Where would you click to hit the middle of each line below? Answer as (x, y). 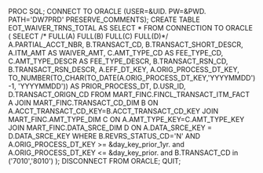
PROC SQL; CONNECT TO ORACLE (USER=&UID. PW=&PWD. (107, 11)
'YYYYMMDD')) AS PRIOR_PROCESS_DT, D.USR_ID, (102, 86)
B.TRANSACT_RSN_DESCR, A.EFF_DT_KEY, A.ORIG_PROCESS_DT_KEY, (124, 69)
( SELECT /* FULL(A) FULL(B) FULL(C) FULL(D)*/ (88, 36)
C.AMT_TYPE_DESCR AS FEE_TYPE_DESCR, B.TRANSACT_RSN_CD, (118, 61)
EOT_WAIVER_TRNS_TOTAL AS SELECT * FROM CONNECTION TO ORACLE (131, 28)
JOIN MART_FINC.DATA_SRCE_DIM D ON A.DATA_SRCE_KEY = (110, 128)
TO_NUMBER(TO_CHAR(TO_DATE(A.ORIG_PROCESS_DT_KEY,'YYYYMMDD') (132, 78)
